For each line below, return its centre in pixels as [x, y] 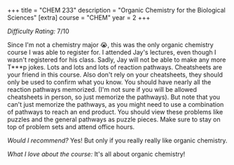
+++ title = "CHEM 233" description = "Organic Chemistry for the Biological [116, 10]
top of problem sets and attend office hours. [71, 127]
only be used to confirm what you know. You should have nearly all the [109, 82]
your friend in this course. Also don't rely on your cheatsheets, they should [115, 74]
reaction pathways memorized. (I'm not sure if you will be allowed [102, 90]
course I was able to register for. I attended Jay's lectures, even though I [112, 52]
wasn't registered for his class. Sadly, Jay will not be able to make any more [117, 60]
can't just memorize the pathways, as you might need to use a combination [116, 104]
